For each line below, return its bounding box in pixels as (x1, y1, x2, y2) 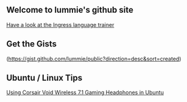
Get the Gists (6, 39, 57, 49)
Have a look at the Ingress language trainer (6, 21, 115, 28)
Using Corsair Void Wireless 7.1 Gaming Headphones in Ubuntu (6, 89, 164, 97)
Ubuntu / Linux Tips (6, 73, 83, 83)
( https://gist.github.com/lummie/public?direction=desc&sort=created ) (6, 55, 182, 62)
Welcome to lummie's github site (6, 5, 134, 15)
